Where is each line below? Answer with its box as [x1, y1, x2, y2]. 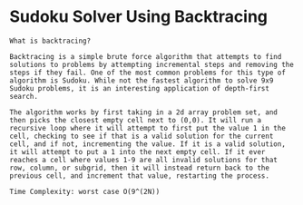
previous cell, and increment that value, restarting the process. [9, 171, 270, 181]
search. [9, 92, 39, 101]
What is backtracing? [9, 36, 92, 45]
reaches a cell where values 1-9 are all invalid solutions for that [9, 155, 279, 164]
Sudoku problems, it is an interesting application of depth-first [9, 83, 270, 93]
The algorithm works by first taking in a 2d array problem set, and [9, 107, 279, 117]
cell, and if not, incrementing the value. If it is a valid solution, [9, 139, 286, 149]
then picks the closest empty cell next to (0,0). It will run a [9, 115, 261, 124]
